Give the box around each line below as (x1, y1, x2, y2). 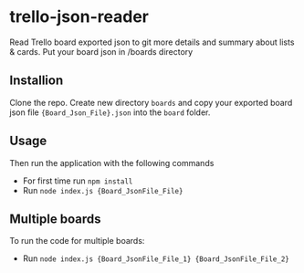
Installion (9, 73, 64, 89)
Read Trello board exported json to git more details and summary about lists (9, 37, 295, 47)
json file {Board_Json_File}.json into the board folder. (9, 107, 211, 118)
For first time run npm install (22, 175, 133, 186)
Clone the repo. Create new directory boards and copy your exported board (9, 97, 293, 108)
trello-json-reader (9, 6, 149, 27)
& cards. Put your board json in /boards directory (9, 46, 194, 57)
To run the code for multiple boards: (9, 236, 145, 247)
